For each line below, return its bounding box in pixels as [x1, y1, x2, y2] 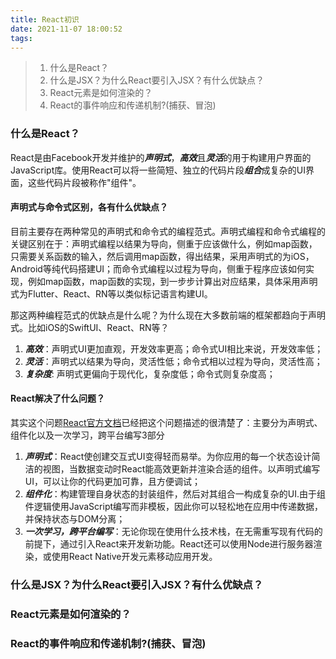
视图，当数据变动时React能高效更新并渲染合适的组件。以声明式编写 [42, 463, 321, 475]
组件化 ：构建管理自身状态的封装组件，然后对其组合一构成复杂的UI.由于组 [24, 488, 327, 500]
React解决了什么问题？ [10, 392, 105, 405]
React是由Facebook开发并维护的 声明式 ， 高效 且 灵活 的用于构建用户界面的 [10, 151, 312, 163]
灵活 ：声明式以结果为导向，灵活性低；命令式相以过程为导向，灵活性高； [24, 355, 323, 367]
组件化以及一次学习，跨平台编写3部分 [10, 429, 165, 441]
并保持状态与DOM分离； [24, 513, 126, 525]
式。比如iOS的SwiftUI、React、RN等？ [10, 321, 170, 333]
